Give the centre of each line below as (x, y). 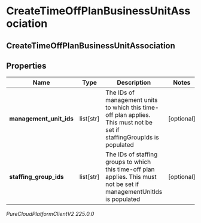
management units (132, 100)
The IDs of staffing (132, 154)
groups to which (128, 162)
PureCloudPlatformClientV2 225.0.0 (50, 214)
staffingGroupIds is (133, 137)
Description (134, 83)
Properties (26, 66)
